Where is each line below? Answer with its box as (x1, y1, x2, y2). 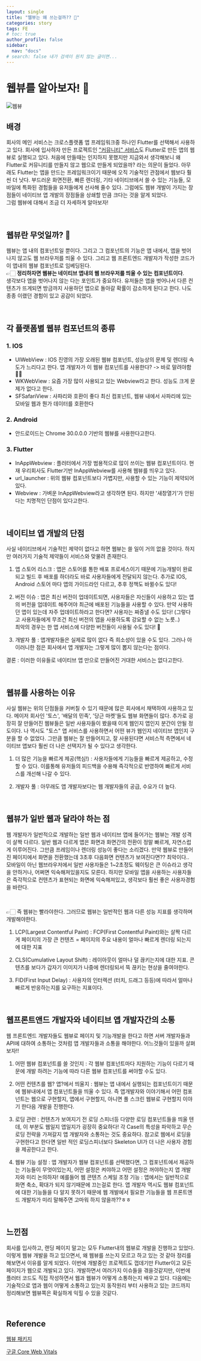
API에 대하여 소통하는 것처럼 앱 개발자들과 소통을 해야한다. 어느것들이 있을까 (6, 1039, 184, 1047)
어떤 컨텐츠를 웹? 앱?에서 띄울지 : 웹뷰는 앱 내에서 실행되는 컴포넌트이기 (14, 1080, 182, 1087)
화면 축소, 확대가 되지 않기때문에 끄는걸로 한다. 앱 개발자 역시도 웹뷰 (14, 1180, 173, 1188)
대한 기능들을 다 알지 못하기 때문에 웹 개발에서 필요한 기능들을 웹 (21, 1188, 172, 1196)
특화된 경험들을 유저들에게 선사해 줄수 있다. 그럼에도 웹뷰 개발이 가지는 (22, 184, 187, 191)
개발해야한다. (6, 915, 37, 922)
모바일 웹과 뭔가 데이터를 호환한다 (14, 400, 94, 407)
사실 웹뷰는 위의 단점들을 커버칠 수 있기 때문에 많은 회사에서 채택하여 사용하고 (6, 705, 187, 712)
